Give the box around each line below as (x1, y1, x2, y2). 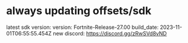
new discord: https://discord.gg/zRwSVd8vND (53, 29, 167, 37)
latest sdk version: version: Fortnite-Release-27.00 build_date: (6, 24, 159, 31)
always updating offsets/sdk (6, 4, 151, 18)
